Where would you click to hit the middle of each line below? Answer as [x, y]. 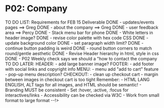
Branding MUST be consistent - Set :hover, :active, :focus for [67, 90]
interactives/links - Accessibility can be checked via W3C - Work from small [82, 95]
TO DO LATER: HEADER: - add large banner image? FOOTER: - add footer [80, 64]
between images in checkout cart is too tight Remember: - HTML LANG [78, 80]
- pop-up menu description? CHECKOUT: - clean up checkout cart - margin [82, 74]
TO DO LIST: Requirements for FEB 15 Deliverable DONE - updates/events [80, 22]
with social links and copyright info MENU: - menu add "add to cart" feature [82, 69]
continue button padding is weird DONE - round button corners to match [79, 48]
